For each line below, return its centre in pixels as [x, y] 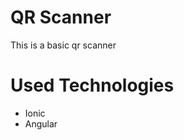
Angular [41, 123]
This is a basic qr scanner [63, 45]
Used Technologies [92, 85]
